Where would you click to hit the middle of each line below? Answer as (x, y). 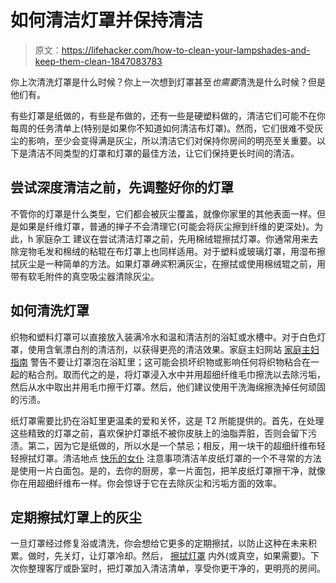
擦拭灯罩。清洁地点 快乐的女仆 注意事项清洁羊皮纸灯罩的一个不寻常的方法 (170, 458)
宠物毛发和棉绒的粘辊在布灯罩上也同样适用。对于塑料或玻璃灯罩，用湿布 (167, 251)
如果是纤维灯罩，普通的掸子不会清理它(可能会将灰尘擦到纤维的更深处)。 (166, 226)
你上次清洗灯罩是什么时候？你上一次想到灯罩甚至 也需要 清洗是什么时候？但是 (168, 82)
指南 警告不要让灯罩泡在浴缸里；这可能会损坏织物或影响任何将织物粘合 (156, 362)
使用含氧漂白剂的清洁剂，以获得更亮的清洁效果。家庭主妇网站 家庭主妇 (173, 349)
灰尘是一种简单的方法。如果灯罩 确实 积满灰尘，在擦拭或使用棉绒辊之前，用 (172, 263)
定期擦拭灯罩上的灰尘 (76, 517)
